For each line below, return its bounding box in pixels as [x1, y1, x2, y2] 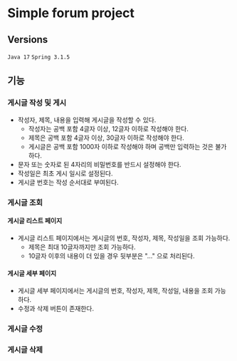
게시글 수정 [7, 323, 43, 333]
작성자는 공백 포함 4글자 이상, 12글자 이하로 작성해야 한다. [28, 124, 189, 133]
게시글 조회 [7, 198, 43, 208]
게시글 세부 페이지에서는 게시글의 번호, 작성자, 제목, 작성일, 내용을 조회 [17, 287, 214, 295]
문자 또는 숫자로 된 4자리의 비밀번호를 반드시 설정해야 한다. [17, 160, 181, 168]
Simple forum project [7, 5, 135, 21]
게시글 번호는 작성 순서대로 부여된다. [17, 178, 119, 186]
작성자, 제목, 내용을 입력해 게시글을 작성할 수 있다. [17, 116, 157, 124]
